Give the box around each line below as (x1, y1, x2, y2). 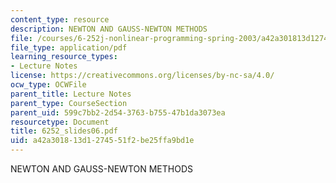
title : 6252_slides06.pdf (10, 126, 118, 136)
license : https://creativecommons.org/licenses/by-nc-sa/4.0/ (10, 71, 275, 81)
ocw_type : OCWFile (10, 80, 87, 90)
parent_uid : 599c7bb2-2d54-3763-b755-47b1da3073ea (10, 107, 226, 118)
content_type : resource (10, 14, 110, 25)
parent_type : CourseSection (10, 98, 128, 108)
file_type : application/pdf (10, 42, 128, 53)
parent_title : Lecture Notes (10, 89, 132, 99)
